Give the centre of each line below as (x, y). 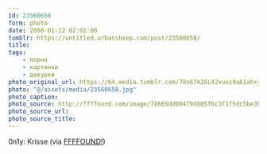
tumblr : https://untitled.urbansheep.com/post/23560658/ (104, 38)
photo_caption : (33, 97)
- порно (35, 60)
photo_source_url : (39, 112)
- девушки (39, 75)
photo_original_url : (43, 82)
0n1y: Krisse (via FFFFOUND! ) (57, 141)
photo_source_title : (43, 119)
